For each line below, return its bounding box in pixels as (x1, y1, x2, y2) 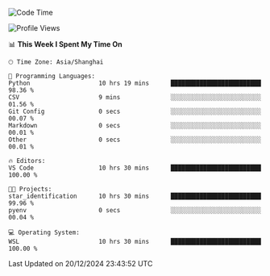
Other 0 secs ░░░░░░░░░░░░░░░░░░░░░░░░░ (8, 136, 262, 144)
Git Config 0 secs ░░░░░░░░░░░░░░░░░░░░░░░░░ (8, 107, 262, 115)
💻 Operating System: (8, 228, 81, 236)
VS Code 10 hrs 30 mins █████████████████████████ (8, 164, 262, 172)
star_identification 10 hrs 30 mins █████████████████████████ (8, 192, 262, 200)
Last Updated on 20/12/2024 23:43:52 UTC (8, 259, 153, 268)
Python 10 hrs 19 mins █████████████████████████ (8, 79, 262, 87)
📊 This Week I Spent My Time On (8, 40, 123, 48)
